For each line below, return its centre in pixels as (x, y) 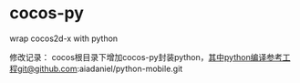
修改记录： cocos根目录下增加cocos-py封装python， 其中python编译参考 (146, 57)
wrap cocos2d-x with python (64, 38)
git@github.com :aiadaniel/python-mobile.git (100, 68)
